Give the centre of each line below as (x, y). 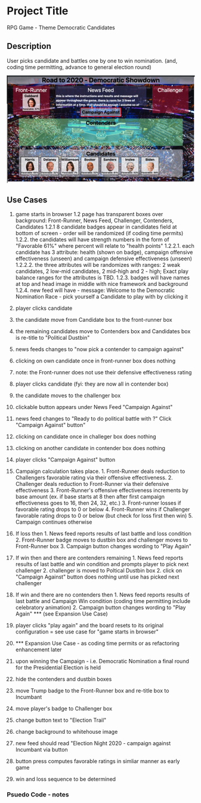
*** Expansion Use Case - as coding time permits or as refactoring (97, 643)
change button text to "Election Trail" (61, 720)
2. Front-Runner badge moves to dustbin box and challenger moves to (102, 540)
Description (29, 46)
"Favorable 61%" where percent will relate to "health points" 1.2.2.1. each (105, 245)
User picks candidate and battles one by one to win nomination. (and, (92, 60)
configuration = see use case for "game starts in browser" (87, 632)
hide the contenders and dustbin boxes (64, 679)
